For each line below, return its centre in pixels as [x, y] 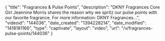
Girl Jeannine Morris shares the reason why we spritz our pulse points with [81, 12]
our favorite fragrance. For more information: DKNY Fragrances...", [72, 18]
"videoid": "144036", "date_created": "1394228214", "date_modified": [76, 23]
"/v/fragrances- [137, 28]
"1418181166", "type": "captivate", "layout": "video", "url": [63, 28]
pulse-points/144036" [28, 33]
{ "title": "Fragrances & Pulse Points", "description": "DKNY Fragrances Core [82, 7]
